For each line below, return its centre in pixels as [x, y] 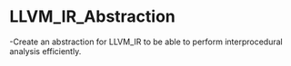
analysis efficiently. [45, 51]
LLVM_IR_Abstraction [92, 17]
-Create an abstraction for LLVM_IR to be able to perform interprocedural [146, 42]
